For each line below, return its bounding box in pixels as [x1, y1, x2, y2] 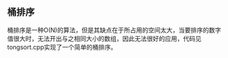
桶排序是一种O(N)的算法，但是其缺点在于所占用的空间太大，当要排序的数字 [7, 26, 222, 34]
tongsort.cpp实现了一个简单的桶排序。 [7, 43, 117, 51]
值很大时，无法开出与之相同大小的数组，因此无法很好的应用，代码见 [7, 34, 202, 42]
